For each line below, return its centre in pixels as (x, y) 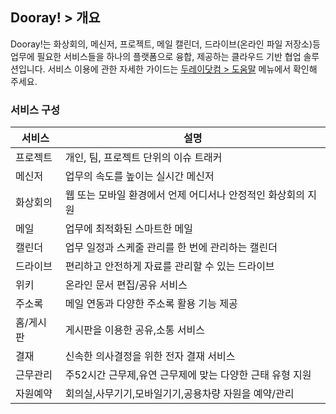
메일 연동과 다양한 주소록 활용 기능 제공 (151, 304)
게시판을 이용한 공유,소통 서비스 (134, 330)
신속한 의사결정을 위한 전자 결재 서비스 (150, 356)
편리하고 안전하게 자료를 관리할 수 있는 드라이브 (169, 266)
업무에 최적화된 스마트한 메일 (128, 229)
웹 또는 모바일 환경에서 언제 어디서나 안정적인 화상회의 (185, 195)
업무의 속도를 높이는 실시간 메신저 (139, 176)
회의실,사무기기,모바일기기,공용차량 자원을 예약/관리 (179, 394)
